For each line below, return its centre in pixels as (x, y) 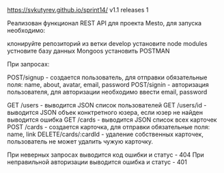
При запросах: (28, 64)
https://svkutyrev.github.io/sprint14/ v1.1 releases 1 (78, 10)
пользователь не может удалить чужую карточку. (80, 142)
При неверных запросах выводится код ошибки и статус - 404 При (106, 155)
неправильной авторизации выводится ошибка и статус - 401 (97, 162)
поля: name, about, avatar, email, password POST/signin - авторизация (108, 84)
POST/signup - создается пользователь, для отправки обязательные (107, 77)
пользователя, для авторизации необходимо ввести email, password (107, 92)
